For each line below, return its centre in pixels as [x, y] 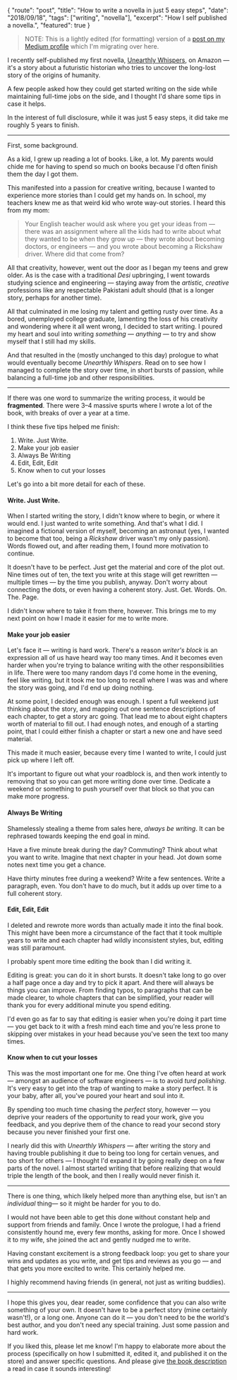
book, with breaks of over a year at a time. [69, 413]
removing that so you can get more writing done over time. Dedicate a [109, 782]
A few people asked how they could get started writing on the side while [112, 89]
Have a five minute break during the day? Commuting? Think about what [113, 849]
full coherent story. [35, 893]
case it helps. [27, 104]
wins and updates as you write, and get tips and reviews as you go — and [114, 1261]
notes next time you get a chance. [57, 864]
